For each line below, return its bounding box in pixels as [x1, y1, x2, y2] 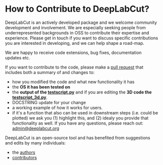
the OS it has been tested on [12, 84, 71, 90]
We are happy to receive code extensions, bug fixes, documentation [5, 50, 142, 55]
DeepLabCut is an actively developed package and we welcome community [5, 19, 157, 25]
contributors [12, 154, 37, 160]
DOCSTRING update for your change [12, 99, 86, 105]
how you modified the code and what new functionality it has [12, 79, 135, 85]
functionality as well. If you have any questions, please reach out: [12, 120, 144, 126]
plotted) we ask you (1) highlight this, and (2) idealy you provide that [12, 115, 149, 121]
